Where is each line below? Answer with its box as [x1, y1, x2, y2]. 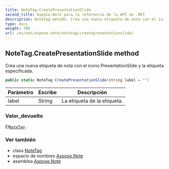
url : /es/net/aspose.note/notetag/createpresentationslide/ [5, 31, 134, 36]
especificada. [5, 68, 34, 74]
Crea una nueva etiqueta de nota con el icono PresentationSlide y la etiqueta [5, 62, 164, 68]
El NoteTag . [5, 123, 28, 129]
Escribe [38, 89, 57, 96]
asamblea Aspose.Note [12, 158, 61, 164]
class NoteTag [12, 147, 42, 153]
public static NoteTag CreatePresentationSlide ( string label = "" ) [5, 77, 150, 83]
